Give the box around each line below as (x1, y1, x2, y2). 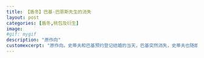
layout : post (6, 14, 39, 21)
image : (6, 25, 23, 32)
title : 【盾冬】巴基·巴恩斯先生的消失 (6, 8, 92, 15)
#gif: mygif (6, 31, 36, 37)
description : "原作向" (6, 37, 61, 43)
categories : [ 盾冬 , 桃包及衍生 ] (6, 20, 79, 26)
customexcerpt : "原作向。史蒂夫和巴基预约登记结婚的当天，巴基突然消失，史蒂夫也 (6, 43, 190, 49)
